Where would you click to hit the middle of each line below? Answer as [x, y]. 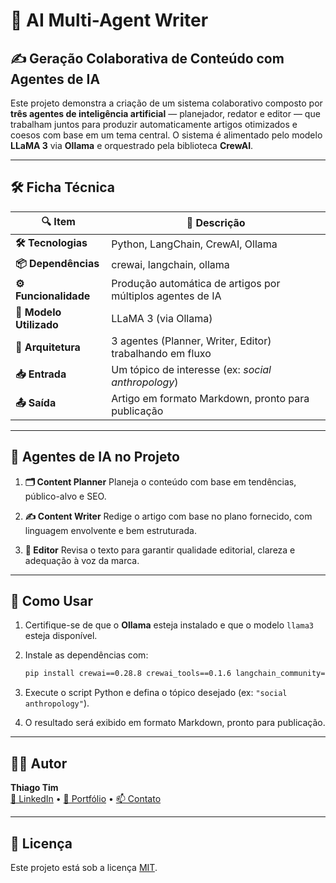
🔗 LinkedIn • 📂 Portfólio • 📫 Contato [86, 799]
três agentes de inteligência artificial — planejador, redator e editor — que [165, 113]
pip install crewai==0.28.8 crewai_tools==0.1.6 [128, 674]
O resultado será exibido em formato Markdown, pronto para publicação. [175, 723]
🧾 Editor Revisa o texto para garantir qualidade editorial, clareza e [160, 550]
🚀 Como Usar [52, 601]
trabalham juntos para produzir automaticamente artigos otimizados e [154, 124]
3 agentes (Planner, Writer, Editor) [191, 341]
